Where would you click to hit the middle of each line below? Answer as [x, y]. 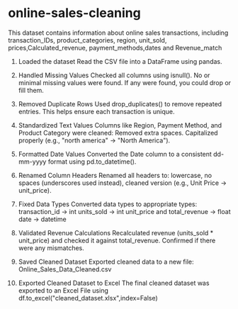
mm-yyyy [32, 162]
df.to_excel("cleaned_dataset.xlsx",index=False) [88, 298]
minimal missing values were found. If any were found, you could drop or [125, 82]
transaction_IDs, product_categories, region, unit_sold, [87, 40]
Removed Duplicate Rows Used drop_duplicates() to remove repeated [120, 103]
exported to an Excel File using [63, 290]
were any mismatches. [51, 248]
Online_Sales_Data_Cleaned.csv [65, 269]
